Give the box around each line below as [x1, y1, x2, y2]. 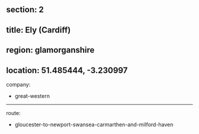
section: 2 [6, 5, 44, 15]
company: [6, 81, 31, 88]
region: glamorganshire [6, 45, 95, 55]
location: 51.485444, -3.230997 [6, 65, 128, 75]
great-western [14, 92, 50, 100]
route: [6, 109, 21, 116]
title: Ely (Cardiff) [6, 25, 71, 35]
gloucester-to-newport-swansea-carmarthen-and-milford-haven [14, 121, 174, 128]
